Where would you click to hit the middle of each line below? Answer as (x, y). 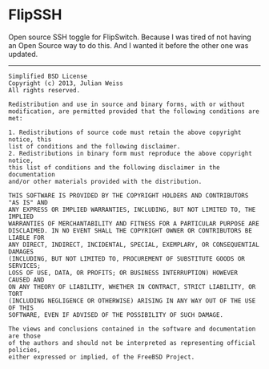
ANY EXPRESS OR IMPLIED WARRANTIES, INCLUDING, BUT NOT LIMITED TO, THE (132, 209)
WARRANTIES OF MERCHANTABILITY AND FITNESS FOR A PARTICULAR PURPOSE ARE (134, 223)
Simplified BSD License (48, 76)
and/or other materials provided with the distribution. (105, 181)
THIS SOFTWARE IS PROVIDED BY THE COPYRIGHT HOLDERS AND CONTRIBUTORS (128, 195)
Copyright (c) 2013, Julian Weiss (66, 83)
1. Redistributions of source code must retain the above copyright (125, 132)
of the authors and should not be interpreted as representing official (132, 343)
